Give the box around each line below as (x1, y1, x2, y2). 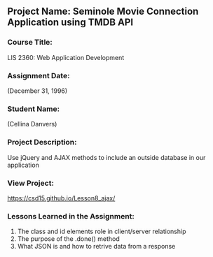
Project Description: (7, 138, 77, 147)
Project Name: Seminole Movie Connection (7, 6, 199, 17)
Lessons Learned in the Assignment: (7, 211, 135, 221)
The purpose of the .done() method (17, 235, 121, 243)
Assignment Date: (7, 71, 70, 80)
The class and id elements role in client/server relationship (17, 227, 186, 236)
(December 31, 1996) (7, 87, 68, 95)
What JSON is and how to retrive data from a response (17, 242, 176, 251)
